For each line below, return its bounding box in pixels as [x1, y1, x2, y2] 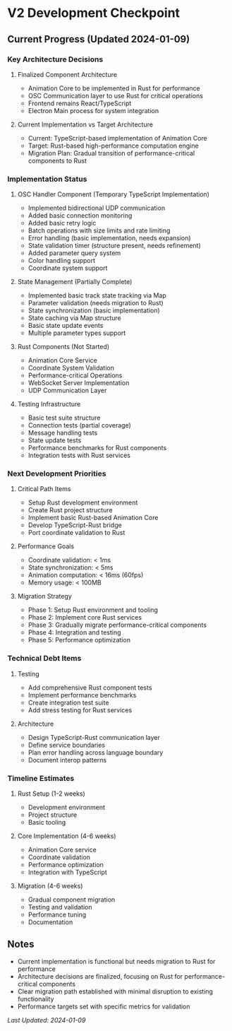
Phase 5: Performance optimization [28, 636, 130, 644]
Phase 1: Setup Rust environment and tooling [28, 606, 159, 614]
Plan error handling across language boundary [28, 748, 164, 757]
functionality [17, 994, 54, 1003]
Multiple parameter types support [28, 329, 126, 337]
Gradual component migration [28, 895, 116, 904]
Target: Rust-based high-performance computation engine [28, 141, 199, 150]
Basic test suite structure [28, 413, 101, 422]
